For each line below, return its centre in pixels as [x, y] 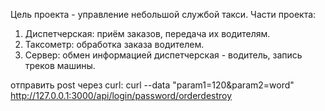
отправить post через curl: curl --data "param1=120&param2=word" [152, 85]
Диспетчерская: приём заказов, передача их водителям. [147, 33]
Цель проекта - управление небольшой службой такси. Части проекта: [163, 14]
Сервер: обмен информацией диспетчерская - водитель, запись [163, 55]
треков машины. [60, 65]
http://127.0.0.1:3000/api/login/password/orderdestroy [121, 95]
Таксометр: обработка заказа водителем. [114, 44]
